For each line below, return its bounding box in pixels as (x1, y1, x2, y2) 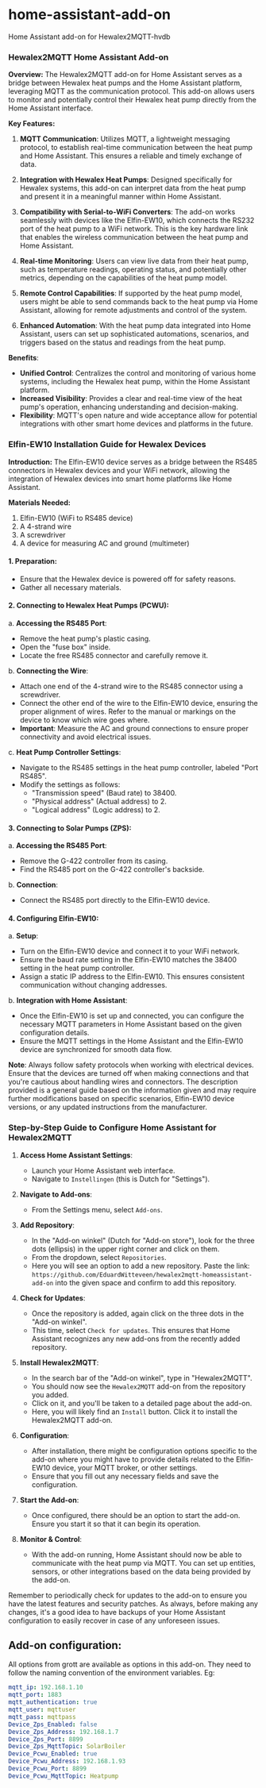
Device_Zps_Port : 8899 (8, 1735, 83, 1744)
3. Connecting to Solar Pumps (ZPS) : (8, 823, 132, 833)
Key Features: (8, 119, 56, 129)
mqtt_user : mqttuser (8, 1705, 77, 1714)
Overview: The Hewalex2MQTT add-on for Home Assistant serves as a (8, 70, 242, 79)
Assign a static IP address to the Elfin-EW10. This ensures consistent (19, 972, 245, 981)
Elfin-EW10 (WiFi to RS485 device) (19, 513, 133, 522)
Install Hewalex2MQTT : (19, 1358, 99, 1367)
